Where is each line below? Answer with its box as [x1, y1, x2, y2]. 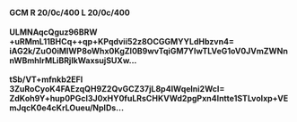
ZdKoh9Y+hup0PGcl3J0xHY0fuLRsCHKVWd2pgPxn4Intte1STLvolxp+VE [9, 94, 289, 104]
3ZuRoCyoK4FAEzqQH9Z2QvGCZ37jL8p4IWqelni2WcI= [9, 84, 225, 94]
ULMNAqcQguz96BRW [9, 27, 98, 37]
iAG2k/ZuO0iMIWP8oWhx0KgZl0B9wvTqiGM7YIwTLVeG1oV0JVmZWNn [9, 45, 289, 57]
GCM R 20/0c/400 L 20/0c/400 [9, 7, 130, 18]
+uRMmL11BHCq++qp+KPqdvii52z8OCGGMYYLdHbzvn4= [9, 37, 235, 47]
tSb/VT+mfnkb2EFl [9, 74, 83, 85]
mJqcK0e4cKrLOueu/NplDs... [9, 102, 124, 113]
